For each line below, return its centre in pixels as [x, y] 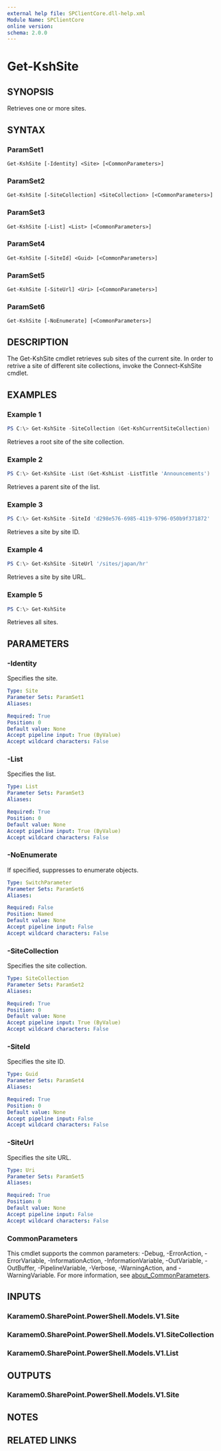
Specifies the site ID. [36, 1062]
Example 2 [25, 459]
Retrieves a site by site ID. [44, 532]
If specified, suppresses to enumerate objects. [73, 870]
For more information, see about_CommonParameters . [134, 1275]
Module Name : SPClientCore [46, 20]
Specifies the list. [32, 774]
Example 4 [25, 550]
